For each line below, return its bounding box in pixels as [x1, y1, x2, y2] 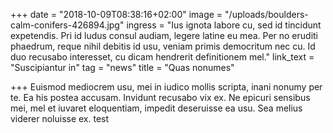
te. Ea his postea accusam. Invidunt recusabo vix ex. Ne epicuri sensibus [10, 92, 311, 103]
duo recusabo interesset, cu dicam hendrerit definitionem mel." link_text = [10, 51, 315, 63]
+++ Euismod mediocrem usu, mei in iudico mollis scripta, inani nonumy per [10, 81, 323, 93]
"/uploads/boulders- [224, 9, 309, 20]
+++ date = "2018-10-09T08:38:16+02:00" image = [10, 9, 223, 20]
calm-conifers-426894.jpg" [10, 19, 125, 31]
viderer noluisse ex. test [10, 113, 110, 124]
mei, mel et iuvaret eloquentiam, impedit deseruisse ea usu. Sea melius [10, 102, 303, 114]
